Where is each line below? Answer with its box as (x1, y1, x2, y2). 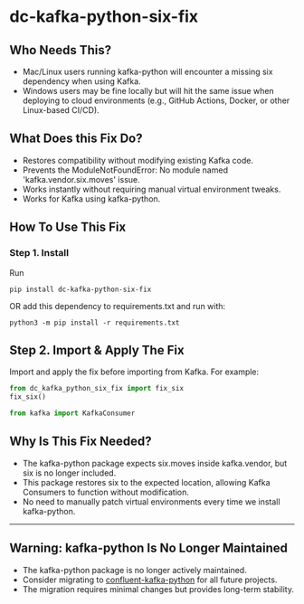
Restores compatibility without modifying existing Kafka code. (22, 155, 253, 165)
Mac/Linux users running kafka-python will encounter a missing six (22, 66, 273, 77)
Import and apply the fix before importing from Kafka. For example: (9, 366, 260, 377)
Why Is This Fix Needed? (9, 434, 152, 449)
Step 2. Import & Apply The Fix (9, 342, 185, 358)
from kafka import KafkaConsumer (9, 409, 136, 418)
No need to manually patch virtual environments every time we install (22, 495, 280, 507)
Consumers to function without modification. (22, 486, 190, 497)
